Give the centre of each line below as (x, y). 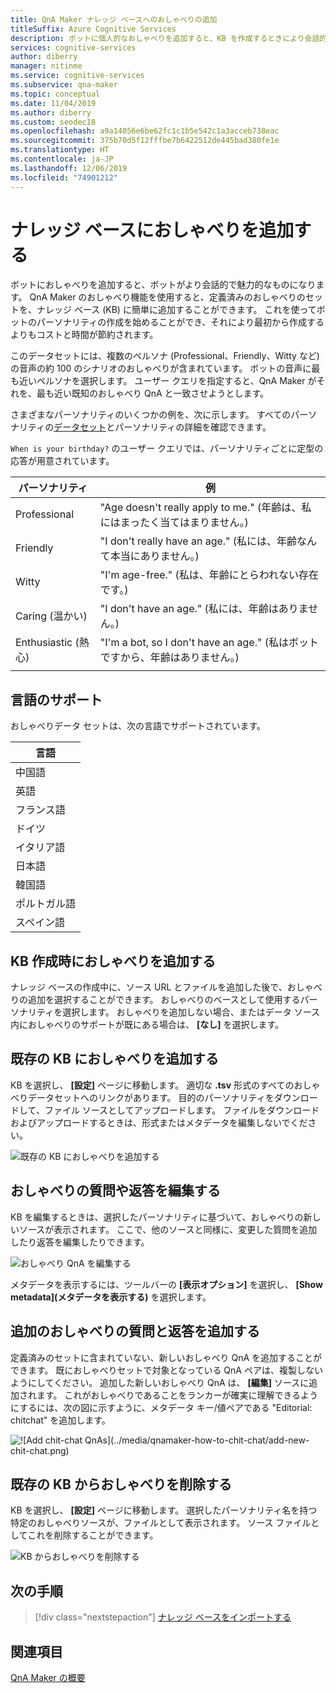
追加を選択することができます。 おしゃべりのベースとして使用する (164, 1000)
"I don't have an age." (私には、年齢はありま (204, 609)
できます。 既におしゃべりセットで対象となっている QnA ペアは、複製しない (166, 1370)
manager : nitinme (46, 66)
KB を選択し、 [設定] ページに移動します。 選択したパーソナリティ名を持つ (164, 1510)
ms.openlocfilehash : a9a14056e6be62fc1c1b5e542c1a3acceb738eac (145, 131)
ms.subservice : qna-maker (64, 85)
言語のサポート (56, 699)
